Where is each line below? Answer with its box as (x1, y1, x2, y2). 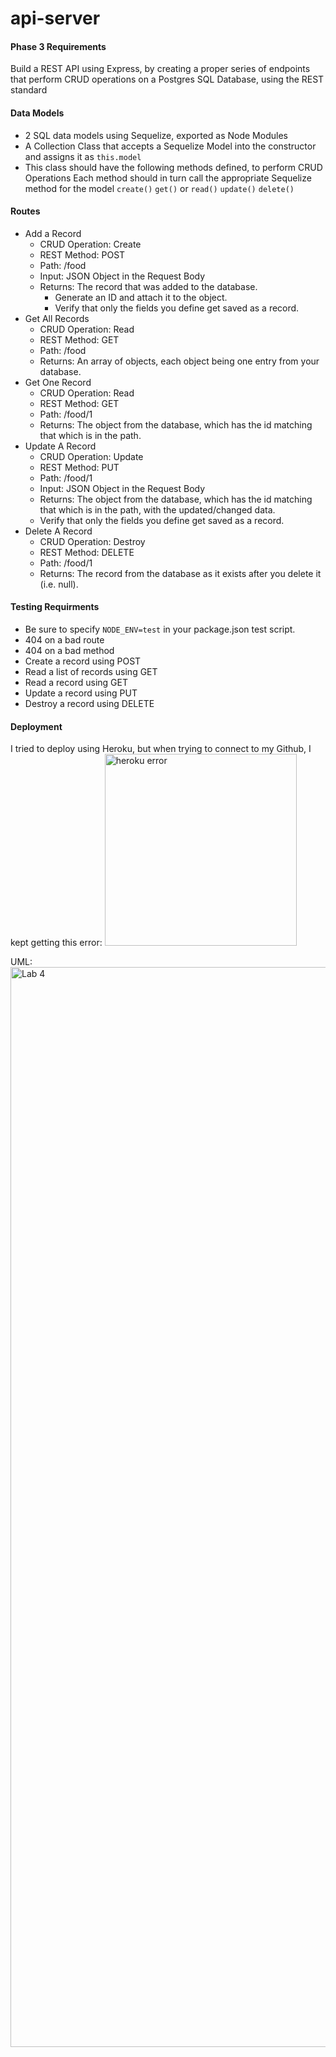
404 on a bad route (24, 634, 105, 646)
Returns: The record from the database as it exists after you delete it (39, 567, 322, 579)
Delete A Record (24, 525, 93, 537)
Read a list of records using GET (24, 666, 158, 677)
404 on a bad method (24, 645, 115, 656)
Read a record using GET (24, 677, 128, 688)
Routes (10, 205, 41, 217)
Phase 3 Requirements (10, 40, 107, 52)
